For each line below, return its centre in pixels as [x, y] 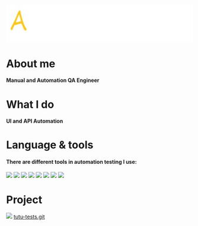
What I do [30, 104]
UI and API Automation [35, 121]
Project [24, 200]
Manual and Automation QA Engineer [53, 80]
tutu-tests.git [29, 217]
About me [31, 63]
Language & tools [50, 145]
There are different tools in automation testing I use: [72, 161]
